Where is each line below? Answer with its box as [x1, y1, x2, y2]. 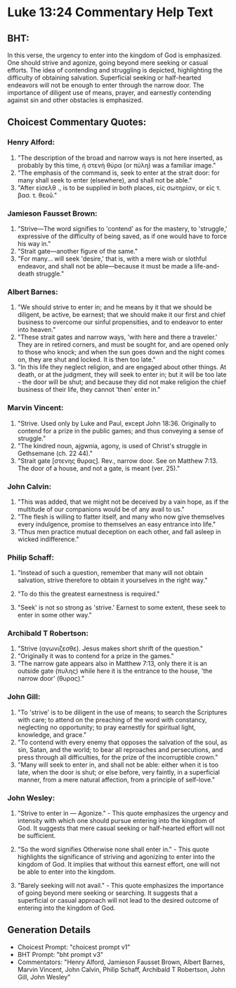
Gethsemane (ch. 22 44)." [17, 449, 93, 457]
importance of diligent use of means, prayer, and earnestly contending [7, 89, 212, 97]
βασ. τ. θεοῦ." [17, 191, 58, 199]
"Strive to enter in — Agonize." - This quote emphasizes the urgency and [17, 809, 228, 817]
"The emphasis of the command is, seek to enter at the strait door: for [17, 168, 220, 177]
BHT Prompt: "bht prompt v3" [17, 950, 104, 958]
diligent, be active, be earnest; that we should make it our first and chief [17, 311, 226, 319]
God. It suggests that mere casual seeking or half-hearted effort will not [17, 824, 225, 832]
